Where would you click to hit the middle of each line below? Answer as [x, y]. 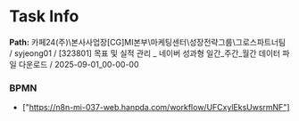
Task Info [44, 16]
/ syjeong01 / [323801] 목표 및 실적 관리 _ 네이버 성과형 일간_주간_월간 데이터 [145, 53]
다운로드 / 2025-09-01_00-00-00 [79, 64]
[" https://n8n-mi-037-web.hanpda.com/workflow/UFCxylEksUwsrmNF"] [156, 108]
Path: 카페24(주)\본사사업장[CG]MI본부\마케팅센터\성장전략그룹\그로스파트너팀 [148, 42]
